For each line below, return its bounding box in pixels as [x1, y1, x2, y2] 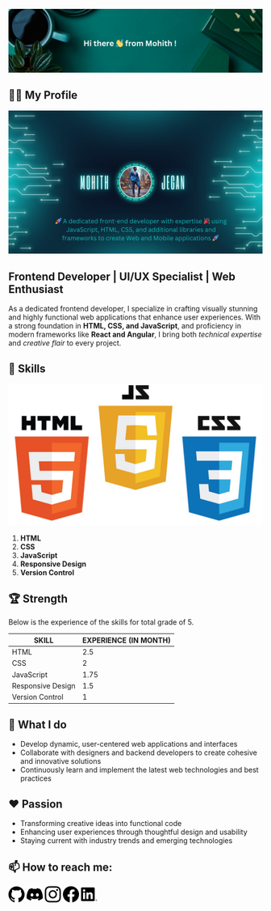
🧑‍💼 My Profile [8, 88, 78, 102]
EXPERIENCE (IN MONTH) [81, 635, 171, 645]
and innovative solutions [19, 756, 102, 766]
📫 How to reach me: [8, 860, 113, 874]
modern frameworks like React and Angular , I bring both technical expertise [8, 329, 262, 340]
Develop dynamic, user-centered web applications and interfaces [19, 739, 238, 749]
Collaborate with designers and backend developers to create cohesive [19, 748, 258, 757]
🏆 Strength [8, 591, 69, 605]
